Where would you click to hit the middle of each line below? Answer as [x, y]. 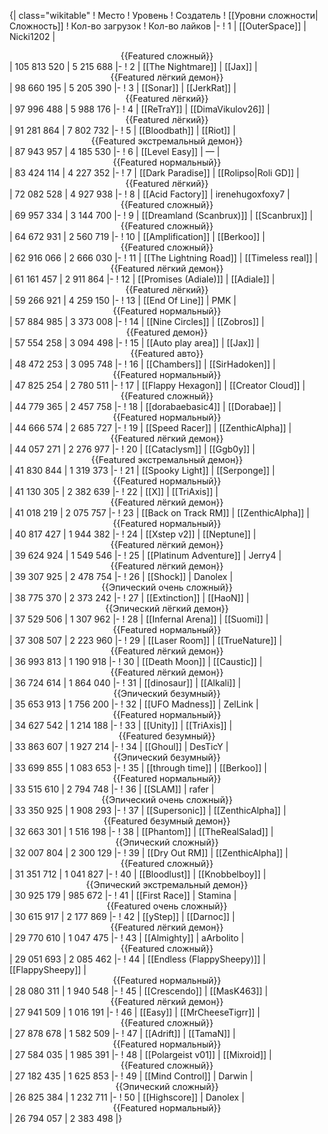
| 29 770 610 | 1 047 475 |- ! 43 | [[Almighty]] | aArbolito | [127, 938]
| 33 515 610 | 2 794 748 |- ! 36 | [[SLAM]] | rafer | [112, 789]
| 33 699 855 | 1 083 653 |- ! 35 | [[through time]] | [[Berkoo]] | [138, 768]
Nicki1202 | [32, 36]
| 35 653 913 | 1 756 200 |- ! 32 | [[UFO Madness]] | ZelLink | [134, 704]
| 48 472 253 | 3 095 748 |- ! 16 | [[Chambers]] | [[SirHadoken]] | [142, 364]
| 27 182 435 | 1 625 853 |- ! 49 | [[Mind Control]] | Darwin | [131, 1076]
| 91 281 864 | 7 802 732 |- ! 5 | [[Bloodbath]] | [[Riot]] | [122, 130]
